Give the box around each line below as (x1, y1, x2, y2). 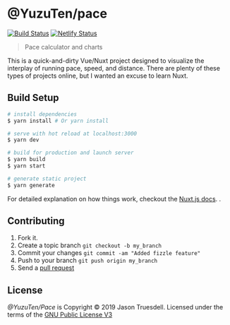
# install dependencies (7, 110, 78, 118)
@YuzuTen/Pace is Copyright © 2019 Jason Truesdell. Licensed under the (7, 303, 224, 312)
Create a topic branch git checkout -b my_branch (17, 241, 162, 249)
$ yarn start (7, 162, 46, 170)
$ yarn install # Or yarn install (7, 117, 109, 124)
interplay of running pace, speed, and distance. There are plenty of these (7, 64, 221, 72)
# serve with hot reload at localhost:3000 (7, 130, 138, 137)
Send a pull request (17, 264, 75, 272)
